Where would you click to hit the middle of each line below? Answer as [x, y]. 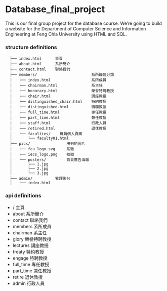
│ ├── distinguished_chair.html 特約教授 [58, 102]
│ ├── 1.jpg [29, 164]
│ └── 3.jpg [29, 173]
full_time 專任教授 [31, 264]
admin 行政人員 [29, 283]
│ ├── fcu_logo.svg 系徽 [42, 149]
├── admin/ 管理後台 [40, 179]
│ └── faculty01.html [39, 138]
